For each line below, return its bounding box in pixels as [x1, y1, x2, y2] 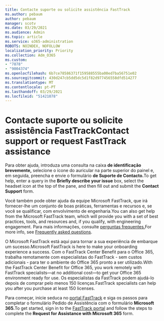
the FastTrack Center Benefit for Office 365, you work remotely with [5, 265, 142, 271]
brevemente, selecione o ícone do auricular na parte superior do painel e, [5, 168, 155, 173]
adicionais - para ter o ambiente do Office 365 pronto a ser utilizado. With [5, 259, 153, 265]
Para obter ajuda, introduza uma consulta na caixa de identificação [5, 162, 141, 168]
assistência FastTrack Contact [5, 125, 129, 136]
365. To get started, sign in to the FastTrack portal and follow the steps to [5, 305, 153, 311]
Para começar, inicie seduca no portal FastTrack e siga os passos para [5, 295, 148, 301]
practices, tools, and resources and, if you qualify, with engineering [5, 219, 141, 224]
